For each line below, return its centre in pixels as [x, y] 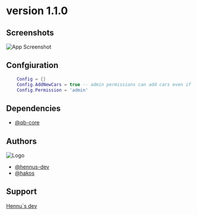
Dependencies [33, 108]
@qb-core [27, 123]
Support [22, 192]
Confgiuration [32, 65]
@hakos [24, 173]
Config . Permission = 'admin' [52, 90]
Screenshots [30, 33]
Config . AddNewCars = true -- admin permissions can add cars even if [104, 84]
